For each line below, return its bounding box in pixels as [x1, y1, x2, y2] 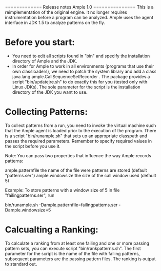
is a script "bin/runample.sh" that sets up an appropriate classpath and [5, 133, 147, 139]
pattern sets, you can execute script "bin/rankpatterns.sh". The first [5, 245, 141, 251]
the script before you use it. [5, 143, 61, 149]
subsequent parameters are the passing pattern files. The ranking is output [5, 256, 156, 262]
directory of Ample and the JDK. [12, 58, 77, 64]
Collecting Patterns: [5, 106, 88, 118]
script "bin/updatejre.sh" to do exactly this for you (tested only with [12, 79, 148, 84]
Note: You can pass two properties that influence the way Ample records [5, 152, 151, 158]
